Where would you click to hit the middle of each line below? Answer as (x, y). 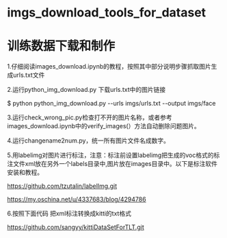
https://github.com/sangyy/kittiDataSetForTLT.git (76, 227)
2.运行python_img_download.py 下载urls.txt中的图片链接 (86, 90)
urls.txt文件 (29, 75)
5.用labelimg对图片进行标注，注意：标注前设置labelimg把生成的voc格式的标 (113, 155)
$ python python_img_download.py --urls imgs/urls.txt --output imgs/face (111, 104)
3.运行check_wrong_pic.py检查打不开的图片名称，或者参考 (90, 117)
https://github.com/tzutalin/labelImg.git (62, 186)
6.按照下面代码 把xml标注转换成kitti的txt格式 (69, 213)
